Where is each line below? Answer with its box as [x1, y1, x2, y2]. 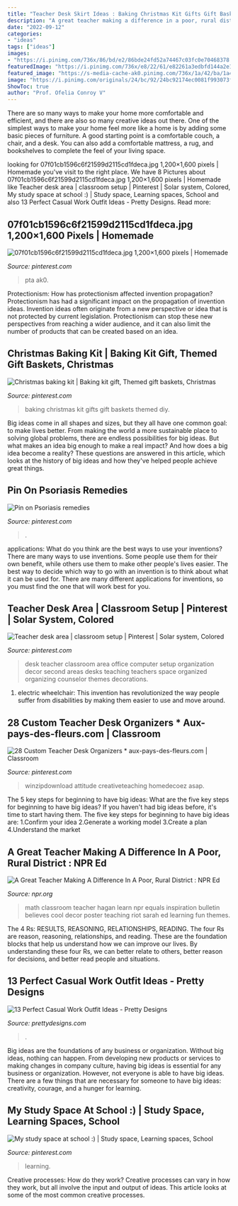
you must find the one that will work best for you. [7, 582, 151, 590]
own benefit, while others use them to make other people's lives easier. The [7, 559, 229, 568]
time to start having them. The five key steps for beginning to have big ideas [7, 811, 230, 819]
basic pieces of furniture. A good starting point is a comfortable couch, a [7, 132, 220, 140]
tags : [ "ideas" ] [7, 43, 55, 50]
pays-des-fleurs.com [7, 728, 105, 740]
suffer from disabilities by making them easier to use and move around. [17, 696, 225, 705]
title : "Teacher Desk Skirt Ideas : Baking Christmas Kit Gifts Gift [7, 10, 217, 18]
